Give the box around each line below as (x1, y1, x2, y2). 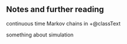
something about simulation (6, 31, 74, 38)
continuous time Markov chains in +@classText (6, 20, 121, 27)
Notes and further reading (6, 5, 105, 14)
